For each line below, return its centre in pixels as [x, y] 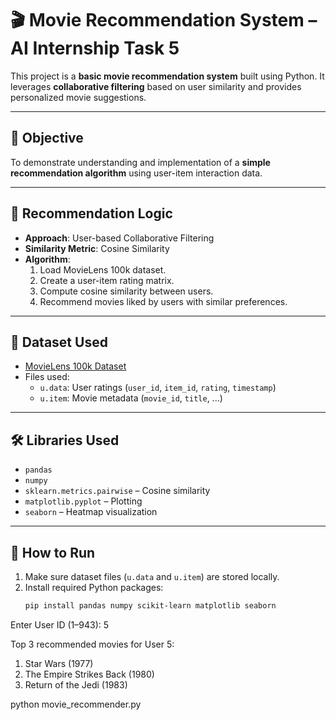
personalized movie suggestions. [78, 97]
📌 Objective [47, 138]
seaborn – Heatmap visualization [91, 512]
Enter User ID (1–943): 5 [60, 624]
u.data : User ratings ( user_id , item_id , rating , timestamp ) [158, 388]
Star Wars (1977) [59, 663]
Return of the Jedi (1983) [76, 684]
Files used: [47, 377]
